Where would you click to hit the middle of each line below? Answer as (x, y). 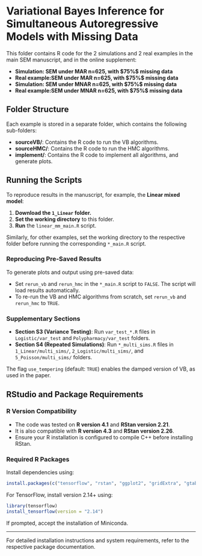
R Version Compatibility (41, 412)
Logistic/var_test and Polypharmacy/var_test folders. (82, 338)
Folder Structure (38, 110)
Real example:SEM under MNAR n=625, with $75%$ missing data (99, 90)
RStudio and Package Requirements (75, 394)
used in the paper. (29, 375)
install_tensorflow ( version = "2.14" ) (55, 511)
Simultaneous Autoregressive (82, 24)
